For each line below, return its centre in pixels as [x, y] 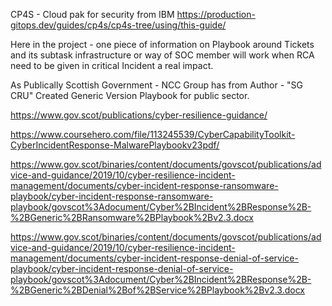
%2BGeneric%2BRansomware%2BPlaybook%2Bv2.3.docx [132, 217]
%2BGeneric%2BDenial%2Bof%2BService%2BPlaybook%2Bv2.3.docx [158, 290]
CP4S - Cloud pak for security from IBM [92, 14]
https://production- [216, 14]
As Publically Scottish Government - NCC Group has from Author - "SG [157, 85]
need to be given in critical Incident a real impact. [112, 65]
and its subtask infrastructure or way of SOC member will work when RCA [162, 55]
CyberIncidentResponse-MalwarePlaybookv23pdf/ [115, 145]
